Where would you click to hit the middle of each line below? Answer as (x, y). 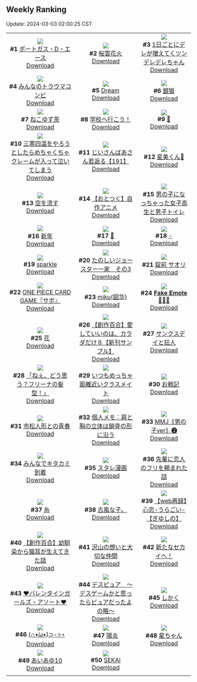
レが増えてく (158, 53)
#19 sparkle (40, 264)
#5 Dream (106, 90)
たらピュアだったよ (106, 602)
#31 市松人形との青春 (40, 426)
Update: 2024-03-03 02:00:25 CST (49, 23)
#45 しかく (164, 597)
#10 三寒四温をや (34, 143)
